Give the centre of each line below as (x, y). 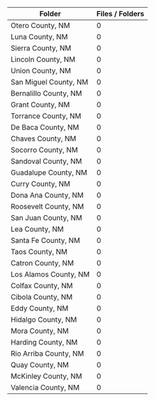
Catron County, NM (42, 263)
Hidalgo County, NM (44, 320)
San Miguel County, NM (49, 82)
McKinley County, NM (46, 376)
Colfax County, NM (42, 286)
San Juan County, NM (47, 218)
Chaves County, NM (43, 139)
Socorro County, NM (44, 150)
